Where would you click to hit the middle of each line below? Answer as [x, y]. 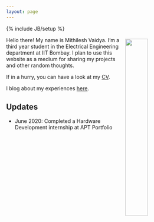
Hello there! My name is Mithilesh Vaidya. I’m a [63, 40]
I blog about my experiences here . [48, 88]
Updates [22, 107]
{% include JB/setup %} [35, 28]
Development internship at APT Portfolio [63, 128]
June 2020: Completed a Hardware [58, 121]
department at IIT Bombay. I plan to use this [59, 53]
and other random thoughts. [40, 65]
